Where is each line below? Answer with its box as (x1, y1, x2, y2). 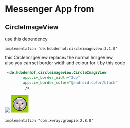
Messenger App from (5, 3, 95, 15)
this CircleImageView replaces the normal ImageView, (5, 55, 114, 60)
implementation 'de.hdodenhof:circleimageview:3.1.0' (5, 46, 118, 51)
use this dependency (5, 36, 48, 42)
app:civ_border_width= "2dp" (23, 75, 80, 80)
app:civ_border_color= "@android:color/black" (23, 80, 118, 85)
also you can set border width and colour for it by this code (5, 60, 126, 66)
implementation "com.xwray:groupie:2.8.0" (5, 118, 94, 123)
